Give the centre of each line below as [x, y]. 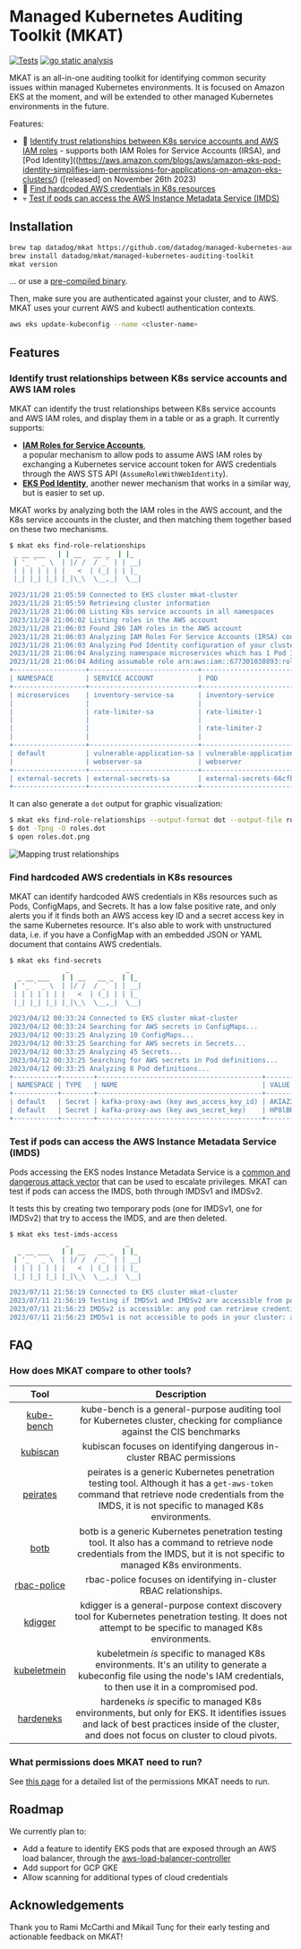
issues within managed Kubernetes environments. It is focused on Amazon [147, 87]
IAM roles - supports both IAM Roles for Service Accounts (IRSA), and [151, 151]
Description [181, 1393]
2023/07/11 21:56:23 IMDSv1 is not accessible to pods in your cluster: [148, 1318]
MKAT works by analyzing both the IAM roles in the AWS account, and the [146, 510]
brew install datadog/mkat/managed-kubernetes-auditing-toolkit [132, 256]
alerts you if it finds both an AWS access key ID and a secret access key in [147, 916]
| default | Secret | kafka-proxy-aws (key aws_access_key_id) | [138, 1102]
